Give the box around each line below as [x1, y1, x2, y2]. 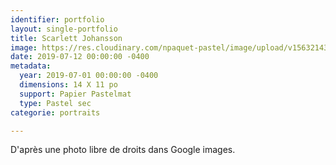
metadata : [10, 61, 52, 71]
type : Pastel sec [19, 98, 92, 108]
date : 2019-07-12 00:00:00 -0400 [10, 52, 150, 62]
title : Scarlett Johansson [10, 33, 123, 43]
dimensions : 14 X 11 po [19, 80, 118, 90]
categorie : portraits [10, 107, 101, 118]
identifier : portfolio [10, 14, 105, 25]
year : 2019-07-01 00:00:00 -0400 [19, 71, 159, 81]
